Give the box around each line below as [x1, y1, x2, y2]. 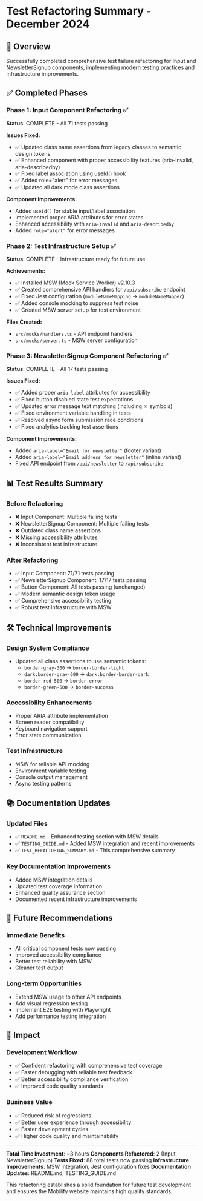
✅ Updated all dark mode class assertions [14, 183, 120, 190]
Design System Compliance [6, 644, 89, 652]
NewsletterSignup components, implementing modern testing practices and [6, 64, 195, 71]
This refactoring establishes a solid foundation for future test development [6, 1181, 192, 1188]
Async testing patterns [14, 780, 72, 787]
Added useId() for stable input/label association [14, 207, 135, 215]
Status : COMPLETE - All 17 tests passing [6, 366, 108, 373]
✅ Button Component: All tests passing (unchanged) [14, 583, 146, 590]
